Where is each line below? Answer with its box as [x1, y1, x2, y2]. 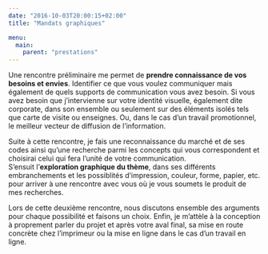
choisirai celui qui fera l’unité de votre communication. [8, 153, 186, 164]
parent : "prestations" [22, 49, 98, 57]
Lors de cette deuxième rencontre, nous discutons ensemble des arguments [8, 203, 260, 212]
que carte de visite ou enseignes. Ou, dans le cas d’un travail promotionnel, [8, 113, 257, 122]
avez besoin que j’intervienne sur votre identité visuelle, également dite [8, 96, 243, 105]
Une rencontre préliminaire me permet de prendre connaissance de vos [8, 70, 247, 80]
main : [15, 41, 34, 49]
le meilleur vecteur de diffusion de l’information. [8, 121, 166, 131]
